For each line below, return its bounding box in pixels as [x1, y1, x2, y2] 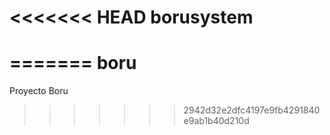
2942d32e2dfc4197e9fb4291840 [183, 104, 321, 116]
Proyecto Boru [9, 85, 69, 97]
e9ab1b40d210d [183, 115, 250, 127]
